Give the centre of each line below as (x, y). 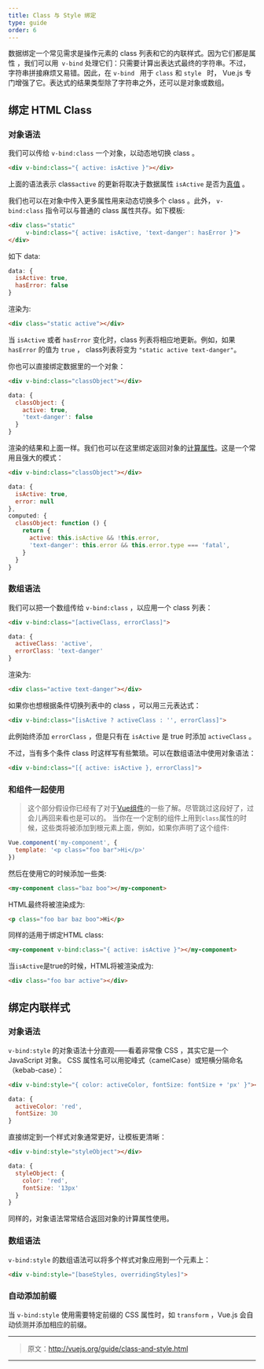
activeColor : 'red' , (49, 1106)
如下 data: (24, 256)
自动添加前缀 (33, 1296)
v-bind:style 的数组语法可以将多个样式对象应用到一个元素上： (109, 1260)
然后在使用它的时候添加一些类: (58, 873)
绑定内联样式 (39, 1007)
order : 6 (22, 30)
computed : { (27, 516)
